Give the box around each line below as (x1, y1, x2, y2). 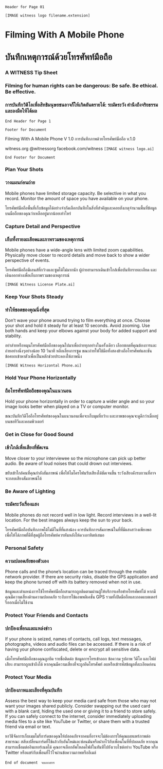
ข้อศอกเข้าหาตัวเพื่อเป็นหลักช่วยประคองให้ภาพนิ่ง (5, 353, 82, 359)
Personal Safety (5, 544, 44, 551)
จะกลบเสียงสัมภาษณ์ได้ (5, 475, 42, 481)
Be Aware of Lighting (5, 488, 55, 495)
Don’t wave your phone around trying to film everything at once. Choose (5, 317, 150, 324)
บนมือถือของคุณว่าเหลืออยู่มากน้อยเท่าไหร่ (5, 210, 72, 216)
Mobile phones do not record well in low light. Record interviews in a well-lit (5, 512, 157, 518)
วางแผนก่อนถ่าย (5, 179, 36, 186)
